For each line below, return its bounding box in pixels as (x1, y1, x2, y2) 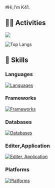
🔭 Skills (5, 56, 28, 64)
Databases (5, 118, 32, 125)
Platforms (5, 166, 30, 173)
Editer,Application (5, 142, 50, 149)
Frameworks (5, 94, 36, 101)
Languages (5, 71, 33, 78)
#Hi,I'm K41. (5, 4, 30, 10)
